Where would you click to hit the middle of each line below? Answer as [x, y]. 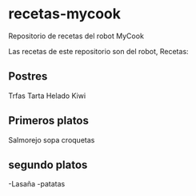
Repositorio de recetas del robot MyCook [76, 36]
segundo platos [48, 165]
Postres [28, 76]
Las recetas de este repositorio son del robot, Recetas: [99, 51]
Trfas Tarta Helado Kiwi [47, 96]
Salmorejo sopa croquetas [52, 139]
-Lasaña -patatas [37, 184]
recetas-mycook [65, 14]
